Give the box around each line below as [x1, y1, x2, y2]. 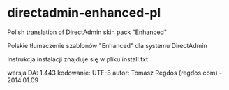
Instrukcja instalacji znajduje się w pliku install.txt [7, 54, 149, 63]
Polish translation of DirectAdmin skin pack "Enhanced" [7, 28, 168, 36]
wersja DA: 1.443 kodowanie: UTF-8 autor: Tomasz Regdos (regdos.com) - [7, 68, 223, 77]
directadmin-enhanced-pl [7, 5, 161, 21]
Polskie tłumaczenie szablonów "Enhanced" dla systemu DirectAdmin [7, 41, 207, 50]
